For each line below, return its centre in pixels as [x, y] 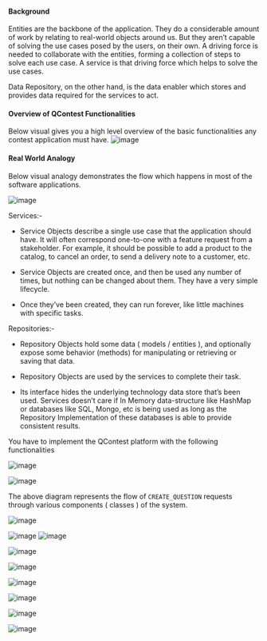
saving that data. [47, 360]
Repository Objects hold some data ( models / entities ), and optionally [135, 344]
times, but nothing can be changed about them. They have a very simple [139, 281]
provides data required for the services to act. [84, 95]
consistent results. [50, 426]
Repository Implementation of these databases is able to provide [126, 417]
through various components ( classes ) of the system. [98, 504]
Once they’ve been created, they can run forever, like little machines [132, 305]
